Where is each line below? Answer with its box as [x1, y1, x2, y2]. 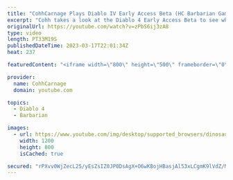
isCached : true [19, 150, 64, 157]
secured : [7, 163, 33, 170]
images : [7, 125, 30, 132]
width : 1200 [19, 137, 54, 144]
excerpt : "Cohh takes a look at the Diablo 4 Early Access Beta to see [7, 17, 218, 24]
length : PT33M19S [7, 36, 58, 43]
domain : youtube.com [13, 87, 73, 93]
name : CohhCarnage [13, 80, 67, 87]
